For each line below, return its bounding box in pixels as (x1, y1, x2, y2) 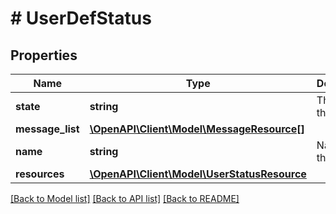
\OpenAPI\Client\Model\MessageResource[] (89, 122, 305, 136)
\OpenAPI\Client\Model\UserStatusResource (89, 167, 307, 181)
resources (15, 167, 65, 181)
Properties (10, 47, 78, 64)
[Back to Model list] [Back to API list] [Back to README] (10, 193, 240, 204)
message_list (15, 122, 80, 136)
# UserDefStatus (10, 7, 152, 30)
